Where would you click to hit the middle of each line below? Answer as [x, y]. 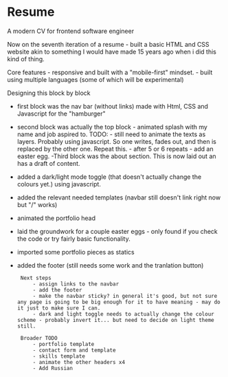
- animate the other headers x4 [79, 362]
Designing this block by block [49, 93]
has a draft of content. [48, 163]
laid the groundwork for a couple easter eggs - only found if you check [117, 231]
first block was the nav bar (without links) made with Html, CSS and [112, 106]
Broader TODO [39, 338]
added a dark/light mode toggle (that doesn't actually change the [109, 177]
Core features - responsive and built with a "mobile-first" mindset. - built [110, 72]
